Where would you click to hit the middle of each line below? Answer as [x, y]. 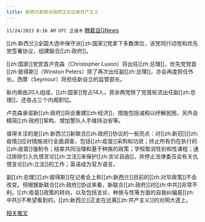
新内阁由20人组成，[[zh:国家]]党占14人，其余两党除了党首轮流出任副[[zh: [99, 92]
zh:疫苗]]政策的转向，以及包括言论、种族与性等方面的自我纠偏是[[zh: [108, 192]
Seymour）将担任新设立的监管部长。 [79, 79]
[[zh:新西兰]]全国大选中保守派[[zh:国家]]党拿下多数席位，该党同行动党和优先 [102, 43]
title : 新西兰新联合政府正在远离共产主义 [53, 12]
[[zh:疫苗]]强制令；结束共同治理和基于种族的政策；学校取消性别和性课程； [100, 149]
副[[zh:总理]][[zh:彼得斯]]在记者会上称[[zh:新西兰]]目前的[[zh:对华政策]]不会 [102, 177]
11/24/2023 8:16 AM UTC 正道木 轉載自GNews [63, 30]
